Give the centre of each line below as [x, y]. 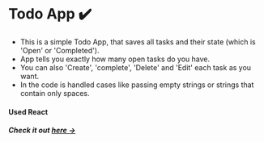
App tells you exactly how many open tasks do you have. [115, 59]
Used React [28, 111]
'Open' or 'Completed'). [60, 50]
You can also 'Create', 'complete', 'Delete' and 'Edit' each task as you [136, 67]
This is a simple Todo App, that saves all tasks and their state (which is [138, 42]
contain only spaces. [55, 93]
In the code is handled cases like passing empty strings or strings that [137, 85]
